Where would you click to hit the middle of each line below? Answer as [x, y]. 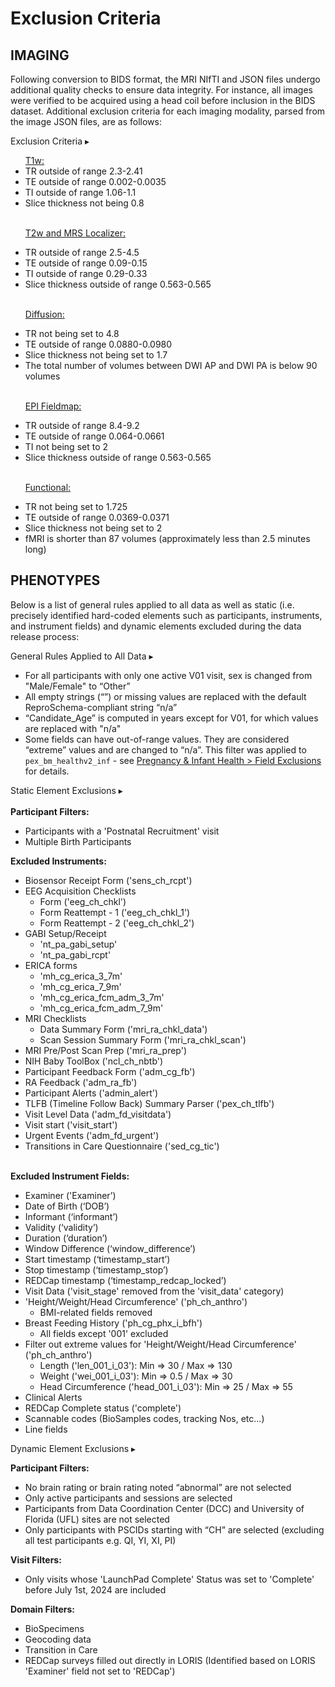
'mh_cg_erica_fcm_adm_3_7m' [102, 997]
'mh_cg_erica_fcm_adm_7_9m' [101, 1008]
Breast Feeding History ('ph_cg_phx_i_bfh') [113, 1323]
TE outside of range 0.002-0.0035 [95, 181]
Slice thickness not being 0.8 [84, 203]
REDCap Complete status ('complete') [103, 1408]
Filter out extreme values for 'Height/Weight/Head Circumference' [160, 1344]
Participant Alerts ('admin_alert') [91, 1093]
